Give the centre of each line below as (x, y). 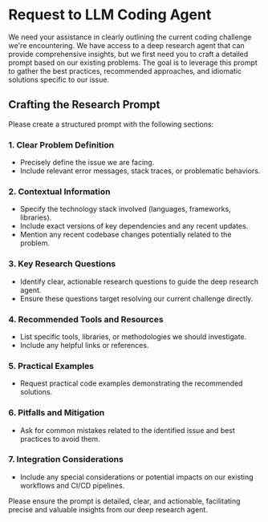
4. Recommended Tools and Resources (86, 319)
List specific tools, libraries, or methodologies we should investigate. (133, 336)
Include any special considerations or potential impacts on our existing (137, 477)
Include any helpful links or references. (84, 345)
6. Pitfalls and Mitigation (57, 413)
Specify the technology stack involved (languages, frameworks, (125, 209)
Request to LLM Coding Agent (110, 15)
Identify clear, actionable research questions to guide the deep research (139, 281)
